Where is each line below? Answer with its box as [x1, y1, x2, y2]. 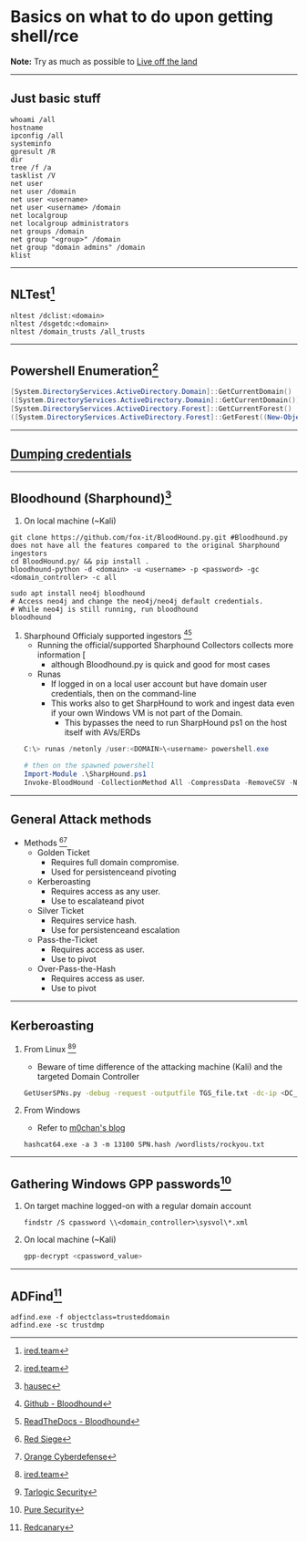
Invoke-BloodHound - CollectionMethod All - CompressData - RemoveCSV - [23, 778, 294, 787]
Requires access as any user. [50, 886, 161, 897]
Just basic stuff [10, 91, 101, 107]
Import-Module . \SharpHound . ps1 [23, 769, 147, 779]
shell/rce [10, 26, 79, 47]
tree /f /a [10, 162, 52, 172]
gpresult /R [10, 147, 56, 156]
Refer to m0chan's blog [36, 1123, 126, 1133]
